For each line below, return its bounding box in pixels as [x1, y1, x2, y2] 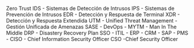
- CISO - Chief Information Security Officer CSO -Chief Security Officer [6, 36, 178, 42]
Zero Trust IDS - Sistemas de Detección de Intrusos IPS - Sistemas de [6, 5, 175, 12]
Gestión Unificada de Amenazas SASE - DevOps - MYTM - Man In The [6, 23, 177, 30]
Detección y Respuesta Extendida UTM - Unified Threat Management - [6, 17, 178, 24]
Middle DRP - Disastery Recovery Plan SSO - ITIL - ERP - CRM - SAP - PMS [6, 29, 189, 36]
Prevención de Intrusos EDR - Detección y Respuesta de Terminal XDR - [6, 11, 180, 18]
